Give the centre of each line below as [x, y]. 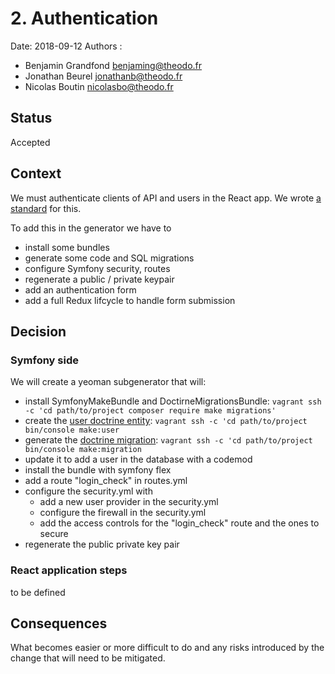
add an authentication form [80, 289]
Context [36, 173]
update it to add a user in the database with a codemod [138, 459]
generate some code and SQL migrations [109, 258]
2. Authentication [84, 18]
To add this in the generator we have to [91, 228]
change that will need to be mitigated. [88, 658]
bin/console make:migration [83, 450]
